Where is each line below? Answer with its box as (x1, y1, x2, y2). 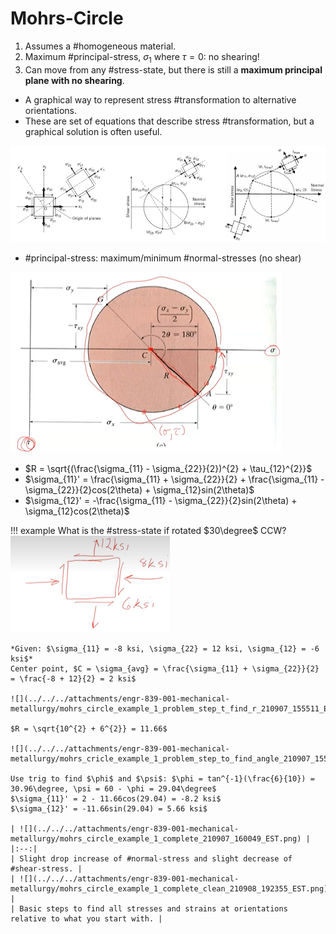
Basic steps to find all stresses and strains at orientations (19, 903, 288, 914)
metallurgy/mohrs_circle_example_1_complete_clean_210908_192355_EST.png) (10, 883, 329, 894)
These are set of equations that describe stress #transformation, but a (24, 115, 315, 127)
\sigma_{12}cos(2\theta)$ (24, 505, 130, 517)
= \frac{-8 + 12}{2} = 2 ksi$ (10, 673, 137, 684)
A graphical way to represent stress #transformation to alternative (24, 93, 297, 106)
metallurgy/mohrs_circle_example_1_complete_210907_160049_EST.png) (10, 833, 302, 844)
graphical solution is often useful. (24, 125, 163, 137)
